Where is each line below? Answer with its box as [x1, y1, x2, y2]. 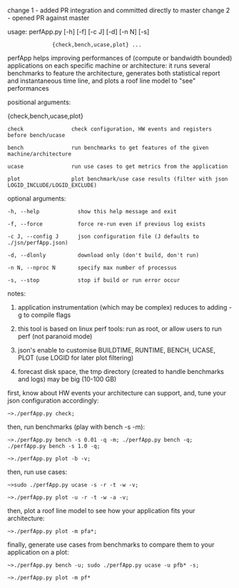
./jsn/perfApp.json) [7, 239, 69, 246]
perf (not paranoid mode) [17, 332, 93, 340]
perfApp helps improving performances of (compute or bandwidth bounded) [7, 54, 233, 62]
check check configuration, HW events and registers [7, 126, 213, 133]
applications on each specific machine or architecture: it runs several [7, 61, 210, 70]
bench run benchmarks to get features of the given [7, 144, 209, 151]
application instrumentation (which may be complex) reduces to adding [17, 303, 228, 311]
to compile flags [24, 310, 71, 319]
